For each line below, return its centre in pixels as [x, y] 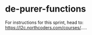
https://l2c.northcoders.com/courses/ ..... [46, 27]
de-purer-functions [46, 9]
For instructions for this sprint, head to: [44, 22]
